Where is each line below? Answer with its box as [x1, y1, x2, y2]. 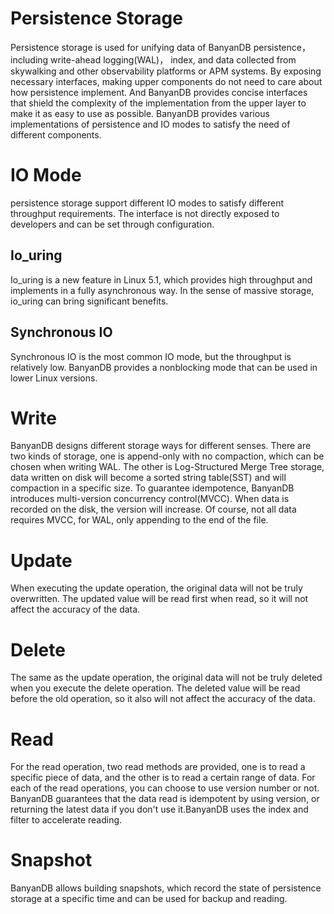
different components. [10, 128, 102, 141]
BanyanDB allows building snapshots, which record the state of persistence [10, 882, 322, 894]
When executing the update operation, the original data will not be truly [10, 582, 303, 594]
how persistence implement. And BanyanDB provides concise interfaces [10, 86, 308, 98]
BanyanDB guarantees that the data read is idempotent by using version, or [10, 793, 320, 805]
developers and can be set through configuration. [10, 218, 215, 230]
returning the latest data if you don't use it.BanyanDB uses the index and [10, 803, 309, 816]
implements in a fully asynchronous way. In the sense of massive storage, [10, 284, 315, 296]
